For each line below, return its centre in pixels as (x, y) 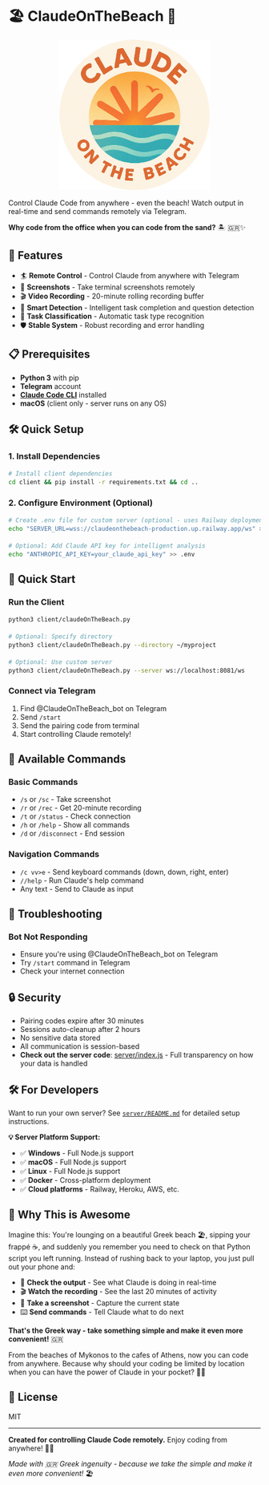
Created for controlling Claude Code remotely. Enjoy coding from (118, 1439)
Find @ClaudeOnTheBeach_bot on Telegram (93, 708)
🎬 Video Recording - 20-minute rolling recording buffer (112, 296)
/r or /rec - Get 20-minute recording (80, 808)
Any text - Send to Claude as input (76, 888)
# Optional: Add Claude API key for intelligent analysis (107, 546)
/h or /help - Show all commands (75, 825)
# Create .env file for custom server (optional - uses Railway (118, 520)
